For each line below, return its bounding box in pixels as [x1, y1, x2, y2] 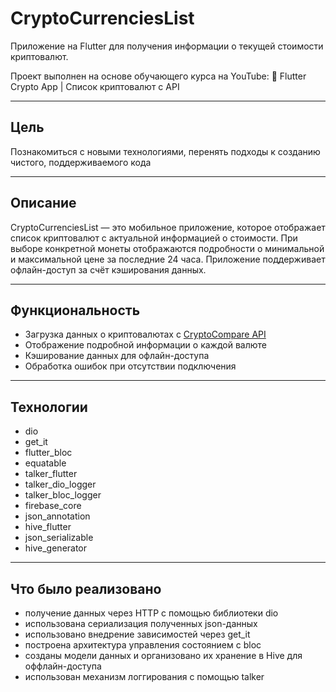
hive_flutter [24, 521, 72, 533]
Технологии [10, 398, 88, 416]
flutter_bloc [24, 447, 73, 459]
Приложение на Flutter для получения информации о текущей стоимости [10, 40, 324, 52]
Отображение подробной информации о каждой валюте [24, 339, 267, 351]
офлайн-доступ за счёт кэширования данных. [10, 263, 207, 276]
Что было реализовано [10, 580, 162, 597]
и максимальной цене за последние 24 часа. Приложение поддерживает [10, 253, 326, 265]
